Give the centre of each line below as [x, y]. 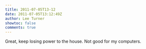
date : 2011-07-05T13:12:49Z [34, 14]
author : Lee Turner [25, 18]
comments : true [21, 28]
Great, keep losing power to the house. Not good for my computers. [73, 41]
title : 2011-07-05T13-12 [30, 9]
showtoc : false [21, 23]
